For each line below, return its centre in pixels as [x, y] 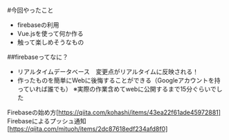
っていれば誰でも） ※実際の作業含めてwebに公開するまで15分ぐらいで [117, 89]
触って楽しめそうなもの [51, 42]
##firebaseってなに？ [38, 57]
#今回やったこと [30, 10]
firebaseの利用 [38, 25]
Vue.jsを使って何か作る [51, 34]
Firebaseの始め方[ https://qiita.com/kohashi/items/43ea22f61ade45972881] [114, 112]
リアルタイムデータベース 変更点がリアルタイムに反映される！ [108, 72]
